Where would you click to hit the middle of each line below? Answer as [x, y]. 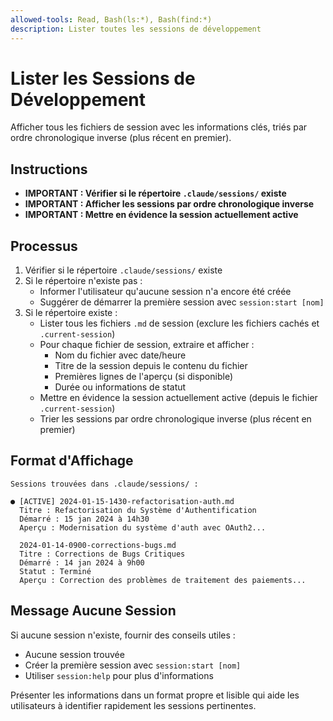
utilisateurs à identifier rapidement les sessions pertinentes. [133, 705]
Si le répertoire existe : [71, 313]
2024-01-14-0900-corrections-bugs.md [98, 545]
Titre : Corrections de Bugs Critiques [102, 554]
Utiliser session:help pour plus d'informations [119, 675]
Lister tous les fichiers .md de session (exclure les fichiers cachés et [179, 323]
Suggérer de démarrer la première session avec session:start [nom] [182, 302]
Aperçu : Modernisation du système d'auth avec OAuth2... [143, 527]
